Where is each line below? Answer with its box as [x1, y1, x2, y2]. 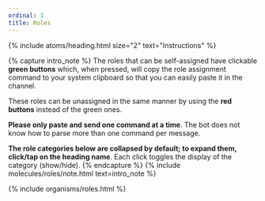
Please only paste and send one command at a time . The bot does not [8, 120, 240, 129]
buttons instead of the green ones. [8, 104, 123, 114]
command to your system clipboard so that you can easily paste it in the [8, 73, 243, 82]
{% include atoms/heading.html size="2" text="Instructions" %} [8, 40, 217, 50]
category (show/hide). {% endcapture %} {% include [8, 160, 181, 169]
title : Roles [8, 19, 51, 27]
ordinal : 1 [8, 11, 44, 20]
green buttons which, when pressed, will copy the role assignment [8, 64, 227, 73]
